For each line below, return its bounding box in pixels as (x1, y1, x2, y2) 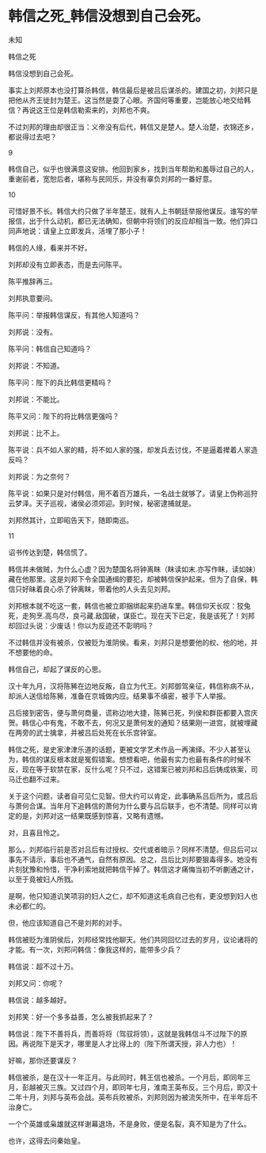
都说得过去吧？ (8, 132, 57, 141)
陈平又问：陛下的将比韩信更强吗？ (8, 411, 120, 421)
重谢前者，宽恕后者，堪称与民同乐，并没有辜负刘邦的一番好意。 (8, 174, 216, 183)
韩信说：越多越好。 (8, 995, 71, 1005)
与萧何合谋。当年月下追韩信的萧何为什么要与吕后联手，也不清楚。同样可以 (8, 801, 251, 811)
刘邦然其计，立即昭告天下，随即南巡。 (8, 515, 133, 525)
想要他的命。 (14, 647, 57, 657)
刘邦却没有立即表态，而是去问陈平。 (8, 259, 127, 269)
